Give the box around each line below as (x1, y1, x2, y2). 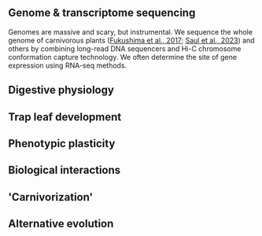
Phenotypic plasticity (8, 137, 116, 150)
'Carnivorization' (8, 190, 93, 204)
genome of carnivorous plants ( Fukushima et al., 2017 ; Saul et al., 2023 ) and (8, 35, 255, 45)
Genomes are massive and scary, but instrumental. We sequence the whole (8, 27, 253, 36)
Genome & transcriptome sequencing (8, 6, 196, 20)
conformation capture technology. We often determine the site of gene (8, 52, 238, 61)
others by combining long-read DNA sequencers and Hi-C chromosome (8, 43, 242, 53)
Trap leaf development (8, 110, 122, 124)
